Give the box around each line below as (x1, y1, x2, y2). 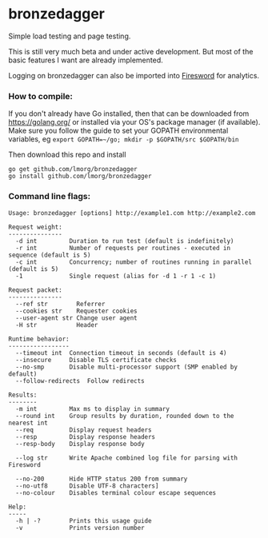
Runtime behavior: (8, 335, 70, 343)
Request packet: (8, 285, 62, 294)
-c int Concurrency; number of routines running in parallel (15, 257, 252, 266)
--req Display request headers (15, 425, 152, 434)
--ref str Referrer (15, 300, 106, 308)
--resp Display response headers (15, 432, 156, 440)
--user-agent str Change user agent (15, 313, 138, 322)
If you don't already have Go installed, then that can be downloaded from (8, 109, 250, 118)
